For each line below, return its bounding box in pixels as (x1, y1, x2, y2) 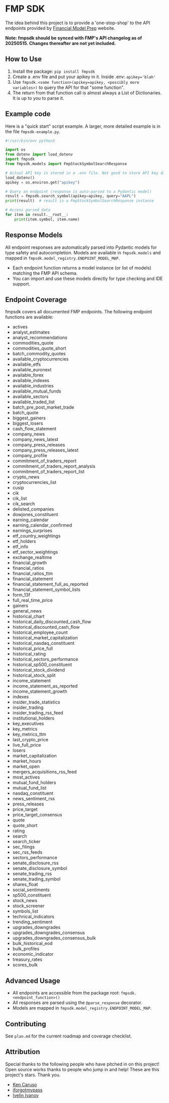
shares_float (12, 881, 38, 888)
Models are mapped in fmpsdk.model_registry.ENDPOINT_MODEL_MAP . (12, 1005, 152, 1011)
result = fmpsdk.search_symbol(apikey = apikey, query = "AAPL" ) (5, 194, 136, 199)
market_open (12, 763, 40, 769)
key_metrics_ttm (12, 731, 46, 737)
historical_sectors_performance (12, 656, 78, 663)
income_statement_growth (12, 688, 67, 694)
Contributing (5, 1020, 46, 1028)
